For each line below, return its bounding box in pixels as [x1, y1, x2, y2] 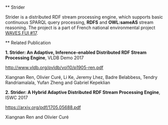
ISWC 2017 [5, 95, 28, 100]
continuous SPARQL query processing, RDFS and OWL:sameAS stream [5, 20, 154, 25]
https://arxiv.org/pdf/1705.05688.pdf [5, 104, 81, 110]
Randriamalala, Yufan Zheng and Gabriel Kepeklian [5, 80, 111, 85]
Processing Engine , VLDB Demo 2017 [5, 55, 84, 61]
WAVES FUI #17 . [5, 30, 38, 36]
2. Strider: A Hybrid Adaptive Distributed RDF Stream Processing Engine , [5, 89, 160, 95]
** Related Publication [5, 40, 51, 46]
